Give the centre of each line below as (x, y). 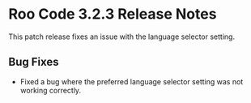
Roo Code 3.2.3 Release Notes (113, 14)
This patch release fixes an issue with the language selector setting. (122, 36)
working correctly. (51, 90)
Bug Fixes (34, 62)
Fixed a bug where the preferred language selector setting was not (132, 81)
